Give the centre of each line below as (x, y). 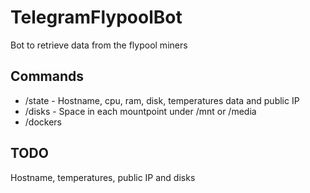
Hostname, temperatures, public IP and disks (103, 177)
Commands (47, 76)
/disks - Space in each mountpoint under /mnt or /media (140, 111)
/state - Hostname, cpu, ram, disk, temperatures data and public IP (162, 100)
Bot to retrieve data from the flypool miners (99, 45)
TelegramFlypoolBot (96, 17)
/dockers (43, 122)
